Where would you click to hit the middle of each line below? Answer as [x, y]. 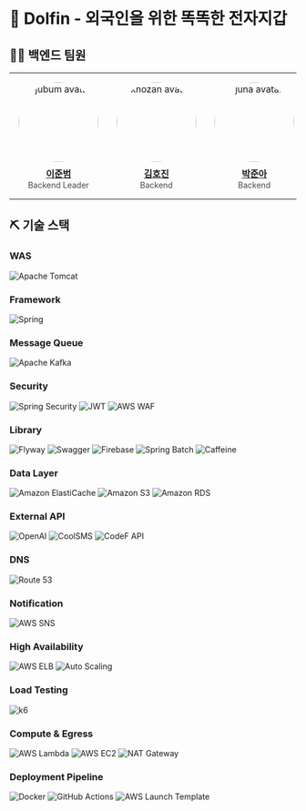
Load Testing [39, 690]
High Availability [46, 646]
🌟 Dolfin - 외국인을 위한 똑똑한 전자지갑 [148, 19]
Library [26, 430]
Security [29, 386]
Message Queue [46, 342]
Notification [36, 603]
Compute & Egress [51, 734]
